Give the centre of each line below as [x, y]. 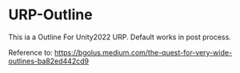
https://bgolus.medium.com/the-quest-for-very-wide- [144, 52]
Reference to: [31, 52]
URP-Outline [51, 15]
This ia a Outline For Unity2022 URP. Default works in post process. [120, 37]
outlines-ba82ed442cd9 [49, 61]
